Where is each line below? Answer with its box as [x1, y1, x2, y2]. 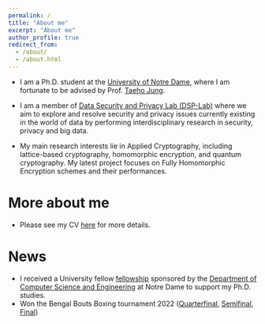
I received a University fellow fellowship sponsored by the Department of [19, 274, 257, 283]
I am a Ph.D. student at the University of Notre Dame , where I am [19, 76, 230, 87]
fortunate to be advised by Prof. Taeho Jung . [19, 85, 166, 95]
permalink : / [8, 11, 51, 20]
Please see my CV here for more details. [19, 220, 151, 229]
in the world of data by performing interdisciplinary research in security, [19, 117, 254, 127]
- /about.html [15, 56, 62, 64]
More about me [8, 194, 110, 212]
